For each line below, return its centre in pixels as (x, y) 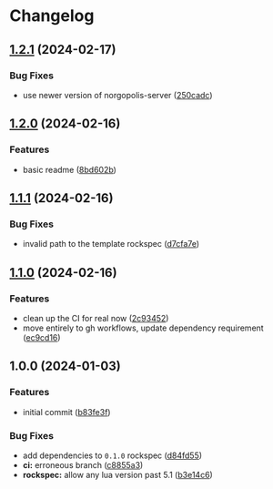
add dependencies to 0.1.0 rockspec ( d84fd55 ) (112, 455)
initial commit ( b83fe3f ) (66, 412)
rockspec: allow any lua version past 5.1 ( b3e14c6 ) (118, 474)
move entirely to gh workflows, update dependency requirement (143, 328)
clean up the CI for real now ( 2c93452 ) (96, 318)
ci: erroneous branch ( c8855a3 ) (83, 464)
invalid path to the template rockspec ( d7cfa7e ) (111, 244)
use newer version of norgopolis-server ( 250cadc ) (117, 95)
